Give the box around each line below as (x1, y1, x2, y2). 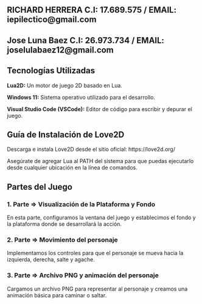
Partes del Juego (7, 181, 72, 192)
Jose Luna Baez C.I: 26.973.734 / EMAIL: (7, 35, 165, 45)
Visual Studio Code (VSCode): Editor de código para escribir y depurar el (7, 105, 192, 112)
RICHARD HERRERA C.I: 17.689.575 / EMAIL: (7, 5, 177, 15)
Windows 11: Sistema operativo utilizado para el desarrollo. (7, 93, 156, 101)
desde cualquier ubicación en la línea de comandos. (7, 164, 138, 172)
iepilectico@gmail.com (7, 15, 97, 25)
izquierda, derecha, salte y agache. (7, 256, 95, 263)
